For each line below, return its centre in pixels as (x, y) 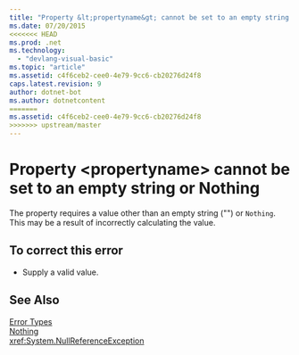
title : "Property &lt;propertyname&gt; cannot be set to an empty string (149, 17)
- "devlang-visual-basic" (66, 59)
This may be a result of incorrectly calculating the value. (112, 222)
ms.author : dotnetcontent (57, 100)
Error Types (31, 321)
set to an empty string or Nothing (135, 189)
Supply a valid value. (60, 272)
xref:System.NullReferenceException (77, 341)
